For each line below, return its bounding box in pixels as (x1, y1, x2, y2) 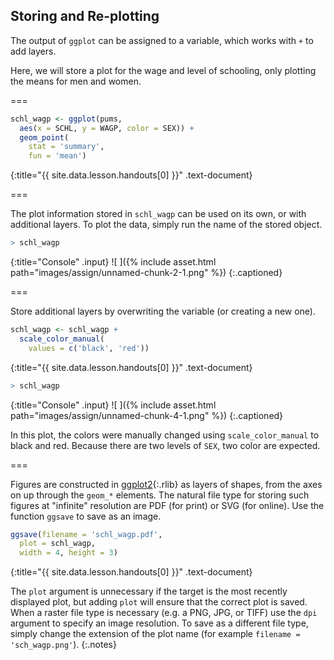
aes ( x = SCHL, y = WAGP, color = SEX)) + (19, 123, 195, 133)
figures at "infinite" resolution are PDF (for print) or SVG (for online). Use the (10, 499, 325, 511)
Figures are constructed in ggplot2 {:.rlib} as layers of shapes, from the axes (10, 478, 323, 490)
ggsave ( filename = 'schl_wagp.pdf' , (10, 529, 163, 539)
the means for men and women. (10, 75, 142, 87)
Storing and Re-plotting (10, 8, 160, 25)
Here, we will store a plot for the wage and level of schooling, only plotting (10, 64, 317, 76)
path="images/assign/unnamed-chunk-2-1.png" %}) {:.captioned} (10, 267, 283, 279)
